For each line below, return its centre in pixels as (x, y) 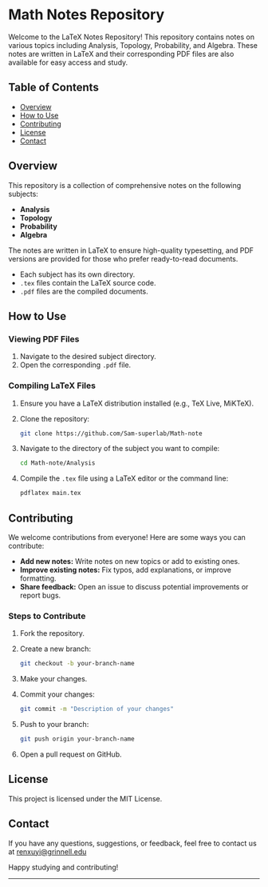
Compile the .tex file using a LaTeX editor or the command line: (124, 478)
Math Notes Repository (87, 15)
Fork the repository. (52, 633)
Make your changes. (53, 679)
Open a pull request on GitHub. (71, 754)
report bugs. (40, 595)
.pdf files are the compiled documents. (84, 291)
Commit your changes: (57, 694)
